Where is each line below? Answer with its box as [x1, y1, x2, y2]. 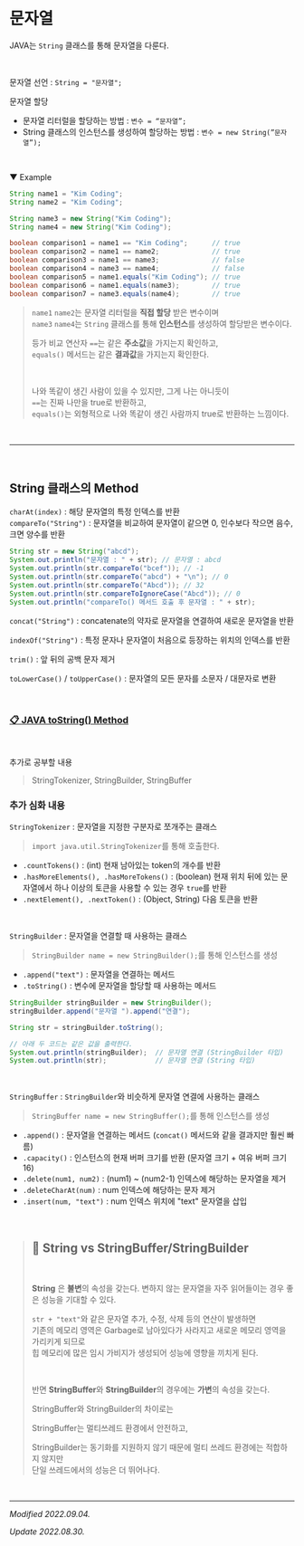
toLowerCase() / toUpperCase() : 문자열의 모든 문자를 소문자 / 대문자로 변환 [9, 673, 277, 683]
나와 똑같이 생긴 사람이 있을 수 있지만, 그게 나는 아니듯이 [31, 386, 230, 396]
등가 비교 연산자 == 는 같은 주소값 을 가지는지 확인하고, [31, 337, 219, 348]
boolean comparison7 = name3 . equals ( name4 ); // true [9, 289, 242, 299]
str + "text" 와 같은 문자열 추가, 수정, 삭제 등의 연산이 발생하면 [31, 1313, 256, 1324]
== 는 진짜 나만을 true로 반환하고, [31, 396, 147, 407]
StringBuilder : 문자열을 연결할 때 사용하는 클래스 [9, 930, 187, 941]
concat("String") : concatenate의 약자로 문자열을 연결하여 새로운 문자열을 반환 [9, 615, 294, 625]
